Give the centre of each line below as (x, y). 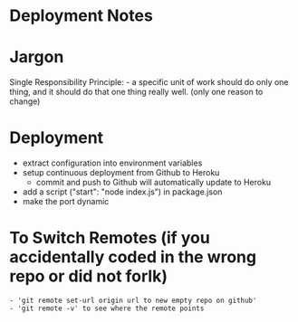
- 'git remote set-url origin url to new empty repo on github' (133, 300)
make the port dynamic (66, 202)
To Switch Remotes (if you (110, 238)
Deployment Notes (82, 16)
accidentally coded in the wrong (133, 257)
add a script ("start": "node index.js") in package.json (122, 192)
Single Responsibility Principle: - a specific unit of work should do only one (149, 82)
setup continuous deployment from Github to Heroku (121, 173)
